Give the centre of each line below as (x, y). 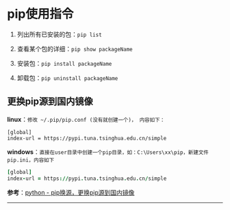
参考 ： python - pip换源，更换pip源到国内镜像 (71, 192)
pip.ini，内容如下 (31, 160)
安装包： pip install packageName (64, 63)
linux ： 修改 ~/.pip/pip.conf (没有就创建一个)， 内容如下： (86, 119)
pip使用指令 (40, 14)
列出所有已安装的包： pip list (60, 34)
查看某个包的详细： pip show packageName (75, 49)
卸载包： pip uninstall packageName (67, 78)
